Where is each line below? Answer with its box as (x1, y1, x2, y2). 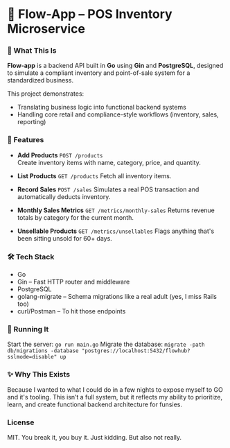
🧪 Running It (7, 325, 49, 334)
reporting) (17, 118, 46, 126)
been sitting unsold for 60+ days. (17, 234, 112, 242)
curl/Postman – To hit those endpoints (17, 307, 126, 316)
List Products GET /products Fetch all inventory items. (17, 171, 172, 180)
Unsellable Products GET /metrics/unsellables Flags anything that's (17, 227, 215, 235)
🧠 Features (7, 135, 44, 145)
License (7, 417, 35, 427)
